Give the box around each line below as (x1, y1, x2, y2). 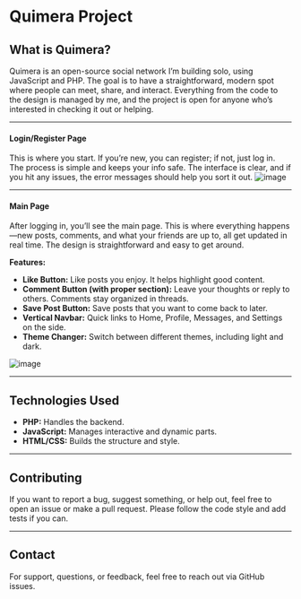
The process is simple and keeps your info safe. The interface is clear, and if (9, 162, 291, 173)
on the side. (21, 322, 66, 333)
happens (257, 221, 290, 231)
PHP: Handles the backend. (21, 417, 125, 428)
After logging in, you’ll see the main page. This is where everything (9, 221, 256, 231)
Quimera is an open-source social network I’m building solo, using (9, 65, 254, 76)
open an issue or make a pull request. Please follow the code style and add (9, 504, 287, 515)
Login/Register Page (9, 133, 87, 143)
